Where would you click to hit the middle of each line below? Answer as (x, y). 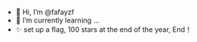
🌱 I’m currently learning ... (58, 20)
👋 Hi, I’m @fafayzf (45, 12)
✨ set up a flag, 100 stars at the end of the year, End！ (104, 30)
